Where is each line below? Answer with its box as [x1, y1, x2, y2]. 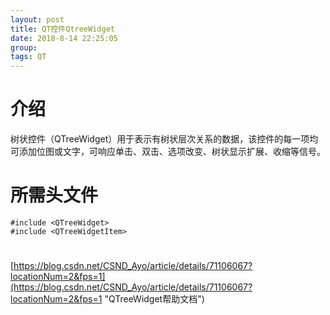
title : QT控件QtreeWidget [10, 24, 115, 34]
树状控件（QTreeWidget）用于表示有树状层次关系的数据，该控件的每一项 [10, 133, 310, 145]
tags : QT [10, 52, 47, 62]
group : [10, 42, 38, 53]
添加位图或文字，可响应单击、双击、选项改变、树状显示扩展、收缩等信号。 [18, 146, 326, 158]
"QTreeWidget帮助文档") [104, 293, 205, 305]
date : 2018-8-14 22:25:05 [10, 33, 118, 43]
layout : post [10, 14, 65, 25]
